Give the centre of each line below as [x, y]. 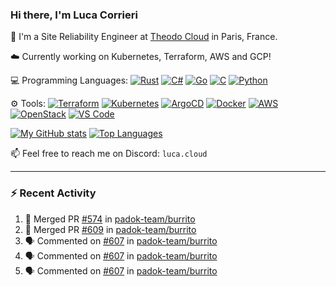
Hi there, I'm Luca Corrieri [74, 15]
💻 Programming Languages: [69, 80]
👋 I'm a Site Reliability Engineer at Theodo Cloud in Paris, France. [144, 37]
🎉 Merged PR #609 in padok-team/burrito [110, 229]
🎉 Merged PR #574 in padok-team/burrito [110, 219]
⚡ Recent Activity [53, 193]
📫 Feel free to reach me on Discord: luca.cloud [109, 154]
